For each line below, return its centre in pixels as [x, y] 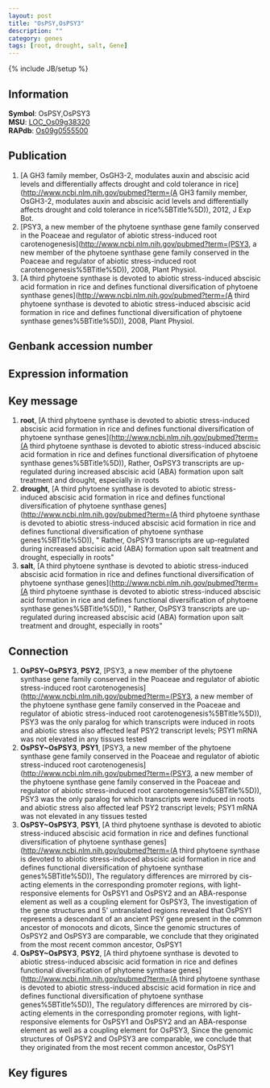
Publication [37, 156]
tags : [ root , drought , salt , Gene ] [68, 46]
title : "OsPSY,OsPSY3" [46, 23]
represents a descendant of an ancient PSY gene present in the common [141, 919]
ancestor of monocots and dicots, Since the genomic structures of [130, 928]
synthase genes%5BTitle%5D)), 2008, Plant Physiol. [107, 321]
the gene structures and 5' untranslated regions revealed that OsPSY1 [136, 911]
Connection [38, 651]
